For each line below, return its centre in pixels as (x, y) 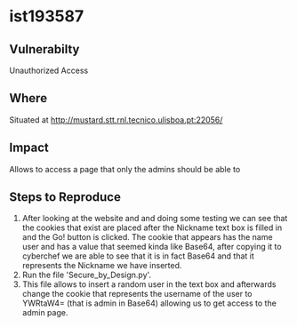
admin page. (45, 313)
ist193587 (47, 16)
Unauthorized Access (49, 70)
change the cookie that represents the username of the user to (137, 294)
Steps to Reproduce (65, 197)
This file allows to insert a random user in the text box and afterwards (149, 284)
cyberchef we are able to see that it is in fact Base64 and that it (138, 256)
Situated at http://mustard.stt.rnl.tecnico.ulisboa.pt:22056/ (116, 120)
